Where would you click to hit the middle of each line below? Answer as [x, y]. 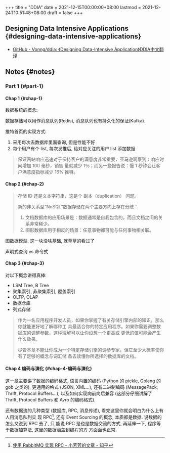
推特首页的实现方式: [26, 131]
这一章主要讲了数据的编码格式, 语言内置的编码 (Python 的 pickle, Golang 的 [83, 381]
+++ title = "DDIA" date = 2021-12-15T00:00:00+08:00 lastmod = [73, 7]
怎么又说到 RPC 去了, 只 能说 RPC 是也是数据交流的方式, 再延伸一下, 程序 [81, 423]
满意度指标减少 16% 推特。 [50, 172]
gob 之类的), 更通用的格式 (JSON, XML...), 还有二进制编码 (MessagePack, [82, 387]
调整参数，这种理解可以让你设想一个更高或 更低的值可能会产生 [96, 333]
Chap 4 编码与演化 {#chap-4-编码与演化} [49, 369]
